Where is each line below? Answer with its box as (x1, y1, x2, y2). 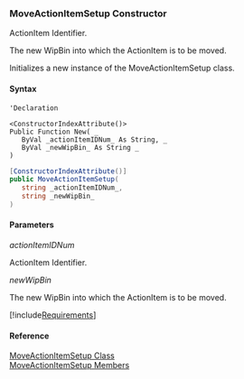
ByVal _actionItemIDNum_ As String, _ (21, 134, 168, 144)
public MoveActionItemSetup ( (9, 175, 119, 184)
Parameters (9, 219, 54, 230)
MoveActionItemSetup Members (9, 360, 130, 371)
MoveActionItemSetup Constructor (9, 7, 167, 20)
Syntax (9, 83, 37, 94)
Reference (9, 330, 50, 341)
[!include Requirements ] (9, 310, 97, 320)
